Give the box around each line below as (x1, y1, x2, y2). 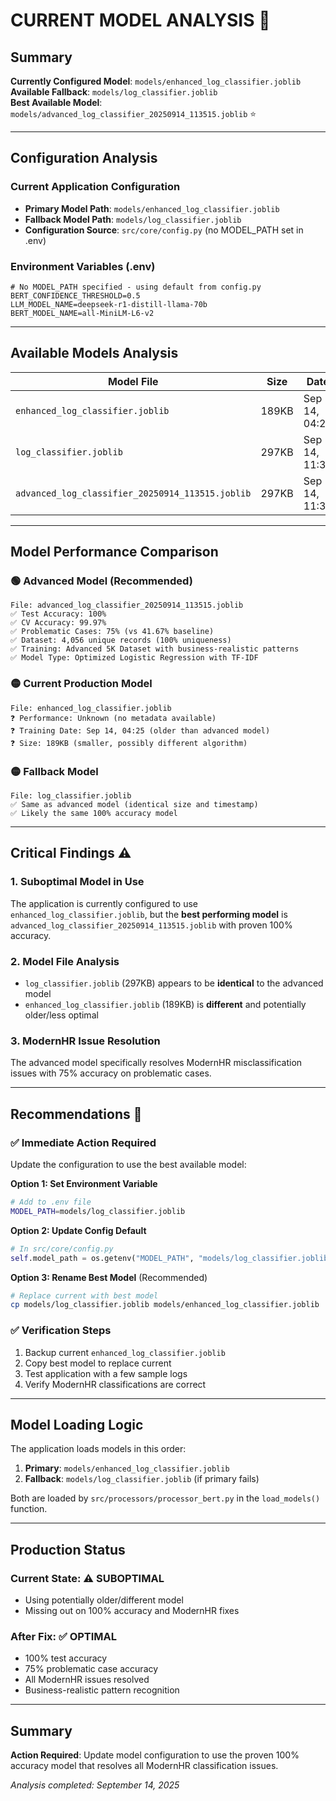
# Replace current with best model (10, 1290, 159, 1301)
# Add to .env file (10, 1197, 92, 1208)
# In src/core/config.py (10, 1244, 114, 1254)
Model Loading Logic (10, 1416, 144, 1433)
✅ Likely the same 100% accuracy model (10, 809, 178, 819)
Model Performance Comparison (10, 544, 219, 561)
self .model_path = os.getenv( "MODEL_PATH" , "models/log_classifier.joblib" (10, 1253, 333, 1263)
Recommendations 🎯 (10, 1105, 143, 1123)
